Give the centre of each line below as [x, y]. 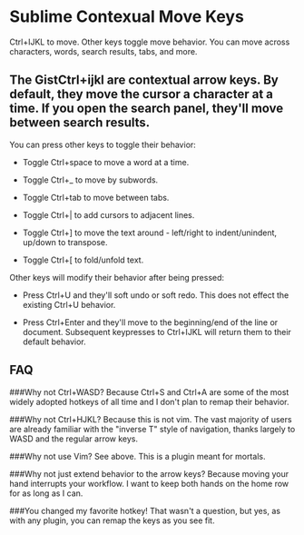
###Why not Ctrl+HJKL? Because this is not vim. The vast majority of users [151, 419]
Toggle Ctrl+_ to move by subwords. [90, 180]
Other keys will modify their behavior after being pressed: [117, 277]
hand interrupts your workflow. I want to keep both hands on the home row [149, 483]
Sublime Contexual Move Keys [127, 17]
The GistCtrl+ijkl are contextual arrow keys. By [144, 80]
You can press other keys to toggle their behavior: [103, 144]
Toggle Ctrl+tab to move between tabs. [96, 197]
